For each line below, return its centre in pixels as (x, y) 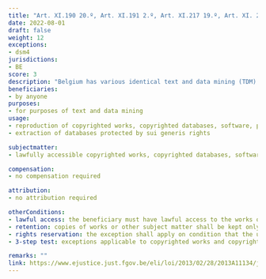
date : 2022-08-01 (37, 23)
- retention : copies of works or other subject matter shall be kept (125, 227)
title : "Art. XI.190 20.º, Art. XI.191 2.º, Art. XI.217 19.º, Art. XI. (131, 15)
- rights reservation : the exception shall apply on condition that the (131, 234)
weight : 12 (26, 38)
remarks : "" (28, 256)
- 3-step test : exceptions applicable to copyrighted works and (116, 242)
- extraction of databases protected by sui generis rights (110, 133)
